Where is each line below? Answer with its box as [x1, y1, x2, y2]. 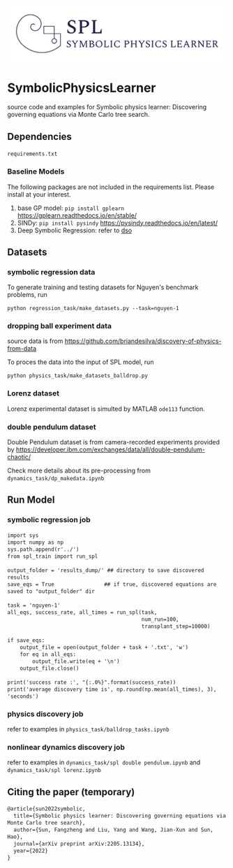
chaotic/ [7, 453, 31, 461]
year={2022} [13, 848, 49, 855]
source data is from [7, 337, 63, 345]
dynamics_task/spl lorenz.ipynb [7, 767, 101, 774]
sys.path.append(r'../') [7, 545, 80, 553]
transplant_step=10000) [141, 622, 211, 630]
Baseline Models [7, 167, 65, 176]
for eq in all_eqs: [20, 650, 77, 658]
